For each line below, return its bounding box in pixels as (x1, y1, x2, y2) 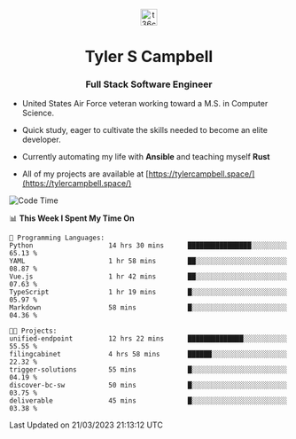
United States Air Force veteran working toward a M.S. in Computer (21, 98, 269, 109)
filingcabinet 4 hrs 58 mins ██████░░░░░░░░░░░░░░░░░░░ (9, 350, 288, 359)
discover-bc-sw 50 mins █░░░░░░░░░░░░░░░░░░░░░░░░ (9, 381, 288, 390)
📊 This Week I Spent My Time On (9, 213, 135, 223)
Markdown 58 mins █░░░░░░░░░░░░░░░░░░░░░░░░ (9, 303, 288, 312)
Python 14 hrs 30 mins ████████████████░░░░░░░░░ (9, 241, 288, 250)
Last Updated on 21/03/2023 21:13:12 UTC (9, 419, 164, 430)
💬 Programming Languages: (9, 233, 105, 243)
